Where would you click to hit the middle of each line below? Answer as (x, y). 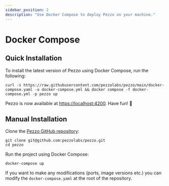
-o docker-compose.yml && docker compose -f (82, 89)
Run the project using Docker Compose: (47, 154)
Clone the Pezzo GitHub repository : (42, 131)
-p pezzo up (45, 94)
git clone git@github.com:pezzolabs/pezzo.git (55, 141)
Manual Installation (36, 119)
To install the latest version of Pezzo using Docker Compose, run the (77, 70)
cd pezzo (14, 145)
